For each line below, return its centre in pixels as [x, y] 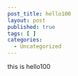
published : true [31, 27]
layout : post [27, 20]
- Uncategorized [38, 46]
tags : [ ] [22, 33]
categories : [25, 40]
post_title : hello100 [39, 14]
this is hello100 [29, 66]
